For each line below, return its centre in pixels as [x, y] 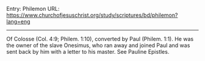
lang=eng [18, 21]
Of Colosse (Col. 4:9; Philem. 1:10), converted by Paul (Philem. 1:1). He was [100, 39]
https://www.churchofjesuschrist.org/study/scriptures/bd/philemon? [92, 15]
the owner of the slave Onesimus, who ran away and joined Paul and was [98, 45]
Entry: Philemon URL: [33, 9]
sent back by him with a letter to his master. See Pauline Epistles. [88, 52]
